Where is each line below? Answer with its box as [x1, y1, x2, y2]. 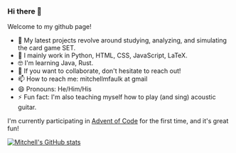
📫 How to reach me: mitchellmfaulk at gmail [17, 74, 148, 84]
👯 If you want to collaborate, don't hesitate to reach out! [17, 67, 181, 75]
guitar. [17, 103, 37, 112]
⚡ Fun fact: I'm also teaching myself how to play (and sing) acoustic [17, 93, 217, 101]
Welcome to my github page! [7, 23, 92, 31]
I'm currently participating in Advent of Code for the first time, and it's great [7, 117, 229, 125]
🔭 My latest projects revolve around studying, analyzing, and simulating [17, 36, 227, 45]
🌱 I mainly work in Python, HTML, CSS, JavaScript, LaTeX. [17, 51, 188, 59]
